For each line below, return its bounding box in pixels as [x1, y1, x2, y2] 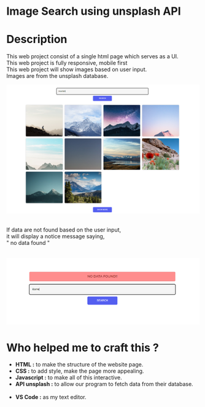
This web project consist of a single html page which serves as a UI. [6, 53, 179, 60]
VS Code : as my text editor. [15, 393, 87, 401]
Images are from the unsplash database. [6, 72, 109, 80]
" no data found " [6, 239, 50, 247]
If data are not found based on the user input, [6, 226, 122, 234]
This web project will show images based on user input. [6, 66, 147, 73]
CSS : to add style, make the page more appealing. [15, 367, 144, 375]
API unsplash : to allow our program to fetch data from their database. [15, 381, 193, 388]
